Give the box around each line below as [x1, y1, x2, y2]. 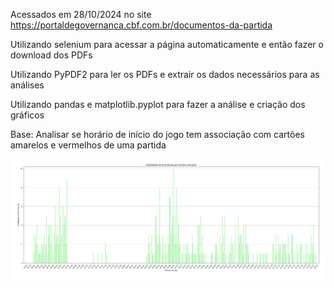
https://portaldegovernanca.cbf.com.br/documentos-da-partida [10, 19, 273, 31]
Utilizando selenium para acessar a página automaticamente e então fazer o [10, 39, 324, 50]
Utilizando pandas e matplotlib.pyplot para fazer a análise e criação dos [10, 99, 306, 110]
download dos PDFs [10, 49, 93, 61]
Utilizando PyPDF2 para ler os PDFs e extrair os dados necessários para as [10, 69, 320, 80]
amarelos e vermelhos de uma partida [10, 139, 167, 151]
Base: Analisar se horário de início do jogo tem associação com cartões [10, 129, 305, 140]
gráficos [10, 109, 45, 121]
